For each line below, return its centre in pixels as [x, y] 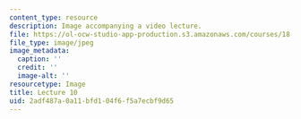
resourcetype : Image [48, 84]
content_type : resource [54, 17]
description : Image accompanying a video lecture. [106, 26]
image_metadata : [39, 51]
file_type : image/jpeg [52, 42]
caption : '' [40, 59]
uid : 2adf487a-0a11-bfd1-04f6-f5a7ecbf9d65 [92, 101]
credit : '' [38, 68]
